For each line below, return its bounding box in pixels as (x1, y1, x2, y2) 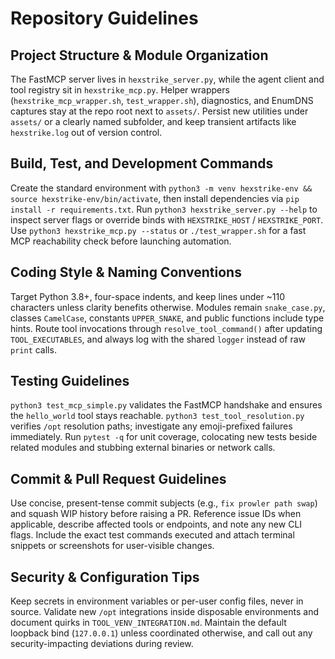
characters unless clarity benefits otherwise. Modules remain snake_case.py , (10, 301, 326, 313)
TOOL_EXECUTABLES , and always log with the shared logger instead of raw (10, 333, 307, 345)
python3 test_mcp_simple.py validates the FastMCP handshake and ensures (10, 399, 323, 411)
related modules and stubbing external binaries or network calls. (10, 442, 276, 454)
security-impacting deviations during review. (10, 638, 194, 650)
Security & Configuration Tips (10, 568, 200, 586)
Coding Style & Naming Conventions (10, 264, 242, 281)
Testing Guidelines (10, 373, 130, 390)
